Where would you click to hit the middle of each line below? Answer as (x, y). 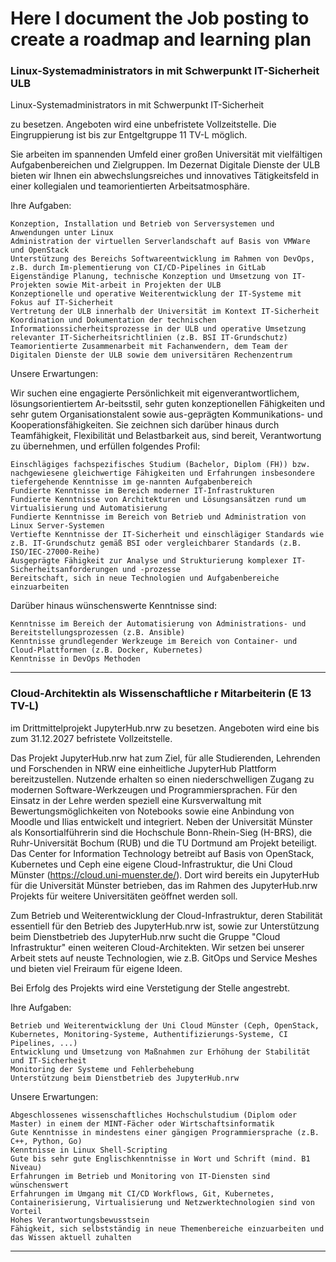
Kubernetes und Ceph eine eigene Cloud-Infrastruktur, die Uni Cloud (151, 864)
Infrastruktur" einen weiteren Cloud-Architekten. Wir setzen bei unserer (157, 947)
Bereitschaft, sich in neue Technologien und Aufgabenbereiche (145, 578)
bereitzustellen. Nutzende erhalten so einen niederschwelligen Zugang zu (162, 779)
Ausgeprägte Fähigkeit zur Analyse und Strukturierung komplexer (149, 561)
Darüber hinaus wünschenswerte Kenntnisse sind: (114, 606)
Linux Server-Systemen (57, 526)
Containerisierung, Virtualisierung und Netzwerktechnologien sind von (162, 1202)
